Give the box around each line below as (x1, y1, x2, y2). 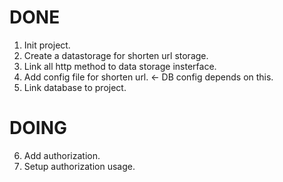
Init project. (23, 39, 71, 51)
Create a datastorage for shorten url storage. (23, 49, 209, 61)
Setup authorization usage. (23, 160, 136, 172)
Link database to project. (23, 81, 127, 93)
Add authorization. (23, 149, 101, 161)
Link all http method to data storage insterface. (23, 60, 217, 72)
